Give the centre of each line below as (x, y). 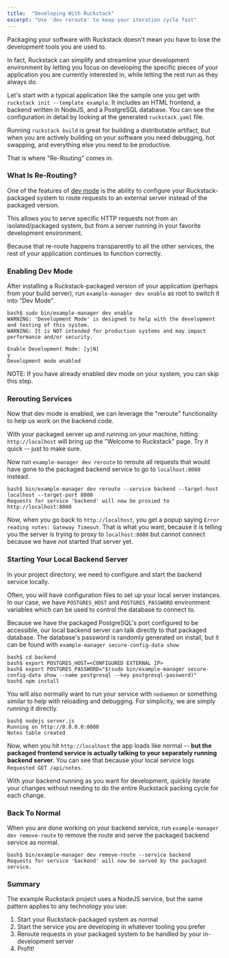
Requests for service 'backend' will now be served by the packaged (107, 861)
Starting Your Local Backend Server (68, 559)
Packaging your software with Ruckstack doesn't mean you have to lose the (114, 39)
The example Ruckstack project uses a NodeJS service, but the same (105, 899)
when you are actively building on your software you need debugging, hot (111, 137)
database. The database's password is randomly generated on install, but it (113, 637)
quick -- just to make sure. (44, 449)
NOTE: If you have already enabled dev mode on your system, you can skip (113, 374)
